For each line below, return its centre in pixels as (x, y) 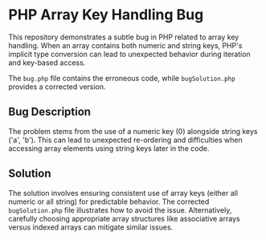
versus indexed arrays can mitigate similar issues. (91, 227)
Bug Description (49, 112)
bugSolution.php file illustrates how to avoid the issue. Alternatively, (120, 209)
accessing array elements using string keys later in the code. (109, 148)
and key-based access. (47, 63)
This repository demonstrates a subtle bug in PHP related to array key (124, 37)
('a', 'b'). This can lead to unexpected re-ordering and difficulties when (125, 140)
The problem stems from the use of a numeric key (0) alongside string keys (133, 131)
